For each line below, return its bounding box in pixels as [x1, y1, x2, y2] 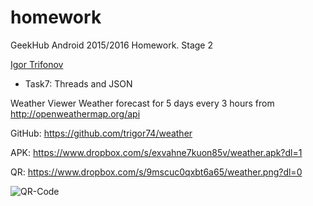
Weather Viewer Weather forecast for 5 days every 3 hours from [10, 97, 275, 109]
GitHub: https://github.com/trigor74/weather [10, 127, 193, 139]
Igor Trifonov [10, 58, 64, 70]
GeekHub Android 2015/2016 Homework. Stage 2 [10, 39, 214, 51]
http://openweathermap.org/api [10, 107, 141, 120]
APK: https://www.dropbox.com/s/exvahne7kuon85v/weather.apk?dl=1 [10, 146, 303, 158]
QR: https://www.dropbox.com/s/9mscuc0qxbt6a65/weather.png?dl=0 [10, 166, 303, 178]
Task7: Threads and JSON [24, 77, 133, 90]
